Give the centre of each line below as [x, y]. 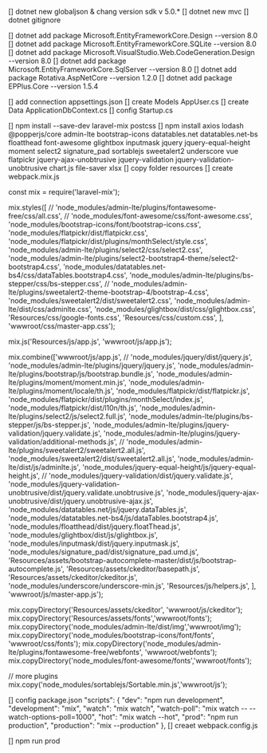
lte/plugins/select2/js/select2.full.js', [68, 416]
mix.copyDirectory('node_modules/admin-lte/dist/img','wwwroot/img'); [125, 627]
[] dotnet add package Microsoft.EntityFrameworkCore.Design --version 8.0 [133, 35]
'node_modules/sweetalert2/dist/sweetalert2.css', [90, 301]
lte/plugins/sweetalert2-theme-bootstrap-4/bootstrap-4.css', [109, 292]
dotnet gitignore [35, 20]
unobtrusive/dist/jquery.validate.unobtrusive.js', [86, 493]
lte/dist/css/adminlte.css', [51, 309]
